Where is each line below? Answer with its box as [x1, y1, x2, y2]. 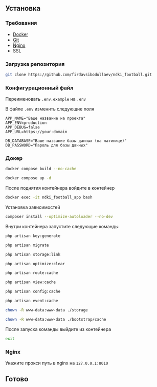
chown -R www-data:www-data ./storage [5, 307, 88, 312]
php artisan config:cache [5, 289, 60, 294]
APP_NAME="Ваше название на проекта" [5, 116, 86, 121]
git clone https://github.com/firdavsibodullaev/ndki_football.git [5, 72, 152, 77]
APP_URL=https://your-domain [5, 130, 68, 135]
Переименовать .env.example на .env [5, 96, 86, 102]
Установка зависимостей [5, 204, 60, 210]
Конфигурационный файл [5, 84, 74, 91]
